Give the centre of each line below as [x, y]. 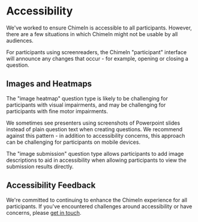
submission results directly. [40, 166]
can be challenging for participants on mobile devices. [73, 142]
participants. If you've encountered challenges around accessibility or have [99, 206]
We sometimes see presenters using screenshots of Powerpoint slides [93, 123]
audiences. [20, 40]
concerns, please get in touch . [44, 212]
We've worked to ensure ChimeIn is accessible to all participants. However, [99, 28]
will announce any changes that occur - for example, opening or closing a [97, 58]
